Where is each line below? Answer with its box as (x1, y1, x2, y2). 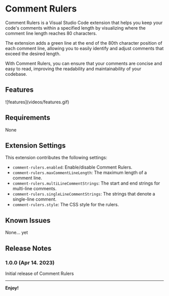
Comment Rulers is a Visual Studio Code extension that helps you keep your (5, 20, 163, 26)
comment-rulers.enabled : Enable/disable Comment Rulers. (12, 164, 132, 171)
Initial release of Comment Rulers (5, 270, 74, 276)
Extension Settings (5, 141, 66, 150)
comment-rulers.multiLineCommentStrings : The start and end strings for (12, 180, 160, 186)
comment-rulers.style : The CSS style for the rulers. (12, 202, 119, 208)
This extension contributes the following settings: (5, 155, 107, 161)
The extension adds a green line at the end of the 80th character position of (5, 40, 162, 46)
